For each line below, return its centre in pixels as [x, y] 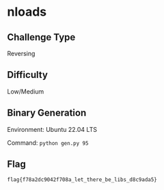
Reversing [21, 53]
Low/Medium [26, 91]
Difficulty [27, 75]
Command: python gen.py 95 [48, 142]
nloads [27, 12]
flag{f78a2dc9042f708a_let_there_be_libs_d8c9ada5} [82, 180]
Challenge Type [41, 37]
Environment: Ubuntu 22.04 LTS [52, 129]
